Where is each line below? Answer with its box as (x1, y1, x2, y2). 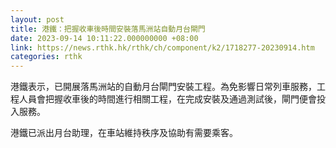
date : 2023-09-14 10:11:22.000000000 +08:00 (10, 33, 199, 43)
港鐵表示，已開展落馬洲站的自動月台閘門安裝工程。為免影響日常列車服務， (10, 81, 317, 93)
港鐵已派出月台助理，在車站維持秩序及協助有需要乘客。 (10, 127, 238, 139)
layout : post (10, 14, 65, 25)
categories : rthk (10, 52, 83, 62)
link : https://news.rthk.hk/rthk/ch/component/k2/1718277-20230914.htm (10, 42, 315, 53)
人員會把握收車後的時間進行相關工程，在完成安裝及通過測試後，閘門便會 (18, 93, 317, 105)
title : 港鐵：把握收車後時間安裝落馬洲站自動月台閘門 (10, 24, 206, 34)
